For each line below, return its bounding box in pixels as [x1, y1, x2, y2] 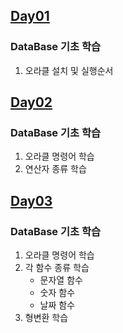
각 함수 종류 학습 [24, 262, 90, 274]
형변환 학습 [24, 312, 69, 324]
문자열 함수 [39, 274, 83, 286]
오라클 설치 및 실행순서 [24, 64, 114, 76]
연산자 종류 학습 [24, 163, 87, 175]
